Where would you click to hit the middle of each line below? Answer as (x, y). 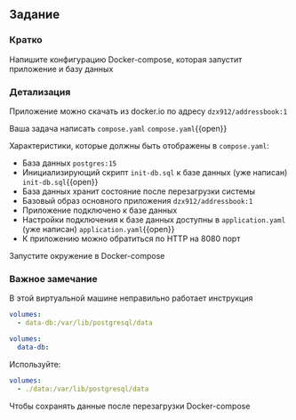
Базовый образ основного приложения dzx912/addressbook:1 (137, 200)
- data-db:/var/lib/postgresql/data (85, 323)
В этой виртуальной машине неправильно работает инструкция (131, 298)
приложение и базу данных (61, 69)
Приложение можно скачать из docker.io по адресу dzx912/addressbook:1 (148, 111)
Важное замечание (53, 279)
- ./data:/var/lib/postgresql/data (83, 389)
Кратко (26, 40)
